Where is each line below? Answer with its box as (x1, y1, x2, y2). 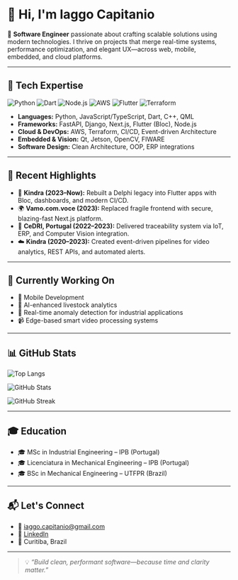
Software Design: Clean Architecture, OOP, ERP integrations (17, 142, 195, 151)
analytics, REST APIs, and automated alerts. (17, 247, 146, 256)
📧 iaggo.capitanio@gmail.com (17, 522, 106, 530)
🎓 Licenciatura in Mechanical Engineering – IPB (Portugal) (17, 459, 190, 467)
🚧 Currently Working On (7, 274, 115, 286)
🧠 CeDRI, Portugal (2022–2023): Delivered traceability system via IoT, (17, 221, 225, 230)
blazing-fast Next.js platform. (17, 214, 103, 223)
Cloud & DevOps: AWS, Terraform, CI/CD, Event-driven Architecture (17, 127, 217, 135)
